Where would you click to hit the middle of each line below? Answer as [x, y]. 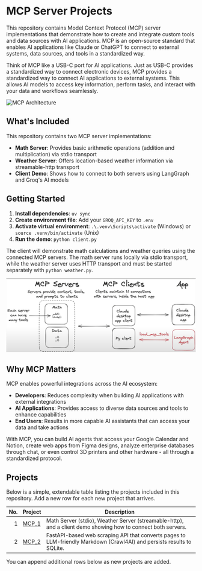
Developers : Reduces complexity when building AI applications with [99, 395]
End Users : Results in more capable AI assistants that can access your [103, 421]
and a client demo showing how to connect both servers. [116, 527]
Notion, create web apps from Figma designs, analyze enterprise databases [100, 445]
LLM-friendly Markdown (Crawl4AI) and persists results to [119, 542]
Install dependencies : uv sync [53, 213]
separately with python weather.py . [50, 270]
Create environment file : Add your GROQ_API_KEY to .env [84, 220]
